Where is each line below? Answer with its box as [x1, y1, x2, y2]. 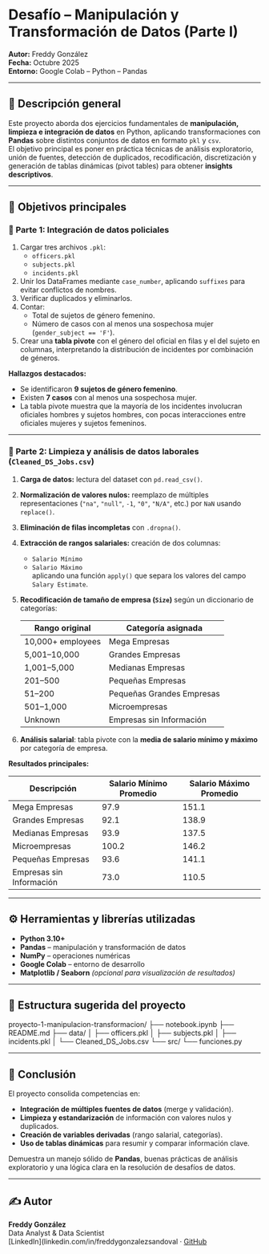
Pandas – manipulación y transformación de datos [19, 942, 187, 952]
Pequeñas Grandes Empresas [108, 688, 220, 699]
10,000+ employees [23, 635, 102, 647]
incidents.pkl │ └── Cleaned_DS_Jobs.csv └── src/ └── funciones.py [8, 1037, 243, 1046]
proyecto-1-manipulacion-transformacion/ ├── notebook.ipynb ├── [8, 1020, 235, 1029]
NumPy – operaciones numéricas [19, 951, 130, 960]
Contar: [19, 302, 46, 312]
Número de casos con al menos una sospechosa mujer [31, 319, 214, 329]
